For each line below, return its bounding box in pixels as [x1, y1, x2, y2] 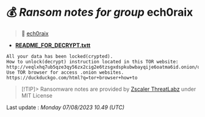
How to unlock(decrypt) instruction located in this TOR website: [6, 58, 179, 65]
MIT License [21, 91, 53, 99]
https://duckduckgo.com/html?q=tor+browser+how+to [6, 74, 138, 80]
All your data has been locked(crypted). [6, 53, 113, 59]
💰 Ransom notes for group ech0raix [6, 5, 193, 19]
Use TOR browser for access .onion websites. [6, 69, 124, 76]
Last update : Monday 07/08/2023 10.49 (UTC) [6, 104, 125, 111]
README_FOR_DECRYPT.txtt [15, 41, 91, 49]
